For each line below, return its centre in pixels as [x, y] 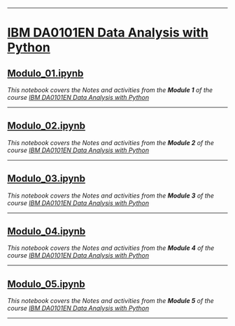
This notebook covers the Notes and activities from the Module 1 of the [110, 90]
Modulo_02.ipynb [47, 126]
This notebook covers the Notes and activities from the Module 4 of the [111, 248]
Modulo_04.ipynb [47, 231]
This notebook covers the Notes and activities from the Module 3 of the [111, 195]
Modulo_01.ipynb [45, 73]
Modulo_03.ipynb [47, 179]
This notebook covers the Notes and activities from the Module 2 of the [111, 142]
